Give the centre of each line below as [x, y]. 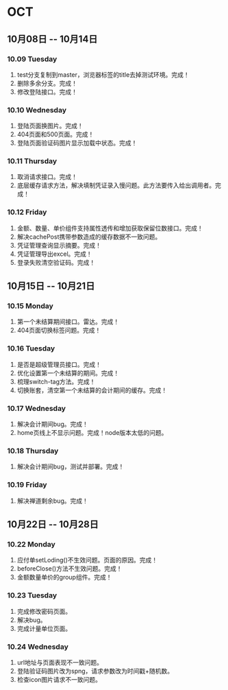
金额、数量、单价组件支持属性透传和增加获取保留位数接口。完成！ [110, 228]
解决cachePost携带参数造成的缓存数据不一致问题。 [89, 237]
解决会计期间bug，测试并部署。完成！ [71, 466]
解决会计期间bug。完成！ [53, 424]
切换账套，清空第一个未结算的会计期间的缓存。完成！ [92, 390]
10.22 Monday [31, 544]
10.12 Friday [27, 212]
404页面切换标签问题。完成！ [59, 331]
